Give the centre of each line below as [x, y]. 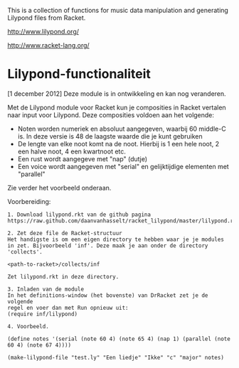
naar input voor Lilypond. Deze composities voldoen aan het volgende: [111, 115]
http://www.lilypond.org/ [43, 32]
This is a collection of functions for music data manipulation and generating [118, 10]
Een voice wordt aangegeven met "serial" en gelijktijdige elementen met [123, 166]
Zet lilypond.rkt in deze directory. [63, 276]
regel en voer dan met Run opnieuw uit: [68, 308]
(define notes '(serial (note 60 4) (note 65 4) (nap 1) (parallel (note [119, 339]
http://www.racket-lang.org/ [49, 45]
